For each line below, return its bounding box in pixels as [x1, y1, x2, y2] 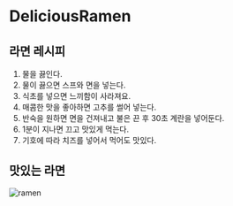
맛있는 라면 [9, 164, 66, 179]
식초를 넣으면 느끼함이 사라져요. [21, 91, 131, 101]
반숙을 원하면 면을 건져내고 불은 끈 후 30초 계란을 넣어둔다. [21, 113, 225, 123]
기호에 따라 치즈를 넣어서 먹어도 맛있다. [21, 135, 157, 145]
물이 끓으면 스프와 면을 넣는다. [21, 80, 126, 90]
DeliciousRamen [9, 6, 132, 27]
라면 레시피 [9, 43, 66, 58]
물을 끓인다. [21, 69, 64, 79]
